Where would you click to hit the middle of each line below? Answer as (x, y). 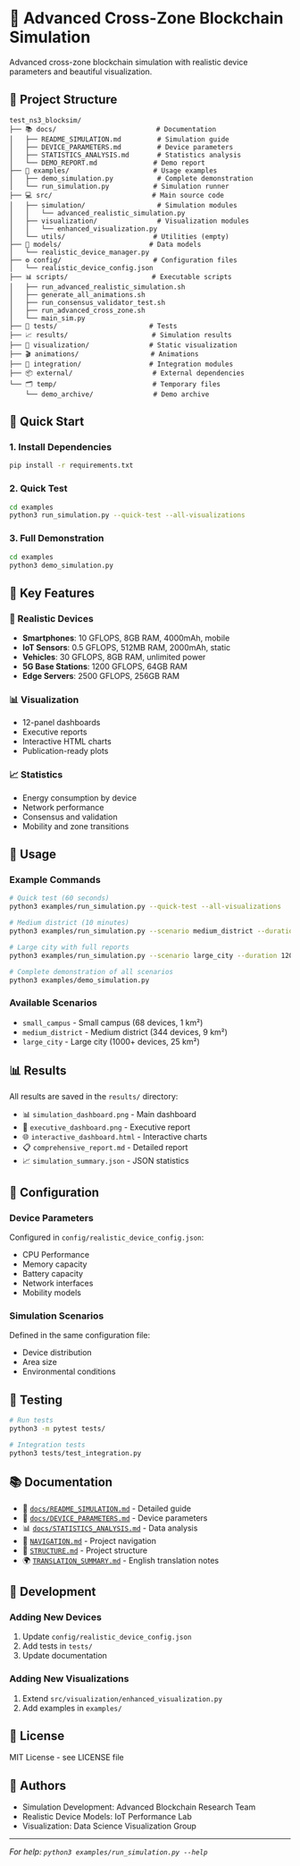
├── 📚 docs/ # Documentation (113, 129)
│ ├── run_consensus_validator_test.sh (87, 302)
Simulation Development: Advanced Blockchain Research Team (139, 1807)
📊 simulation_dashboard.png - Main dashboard (109, 1115)
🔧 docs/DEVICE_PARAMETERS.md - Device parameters (115, 1518)
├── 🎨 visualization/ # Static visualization (124, 345)
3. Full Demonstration (57, 539)
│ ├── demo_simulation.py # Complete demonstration (131, 178)
